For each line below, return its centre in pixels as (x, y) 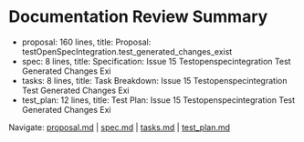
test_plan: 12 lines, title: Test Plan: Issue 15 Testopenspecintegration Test (158, 100)
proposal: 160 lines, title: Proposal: (86, 42)
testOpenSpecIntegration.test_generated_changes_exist (127, 51)
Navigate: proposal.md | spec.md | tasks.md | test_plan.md (119, 127)
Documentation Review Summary (138, 17)
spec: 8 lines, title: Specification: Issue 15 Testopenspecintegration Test (156, 61)
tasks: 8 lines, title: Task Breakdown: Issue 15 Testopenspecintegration (154, 80)
